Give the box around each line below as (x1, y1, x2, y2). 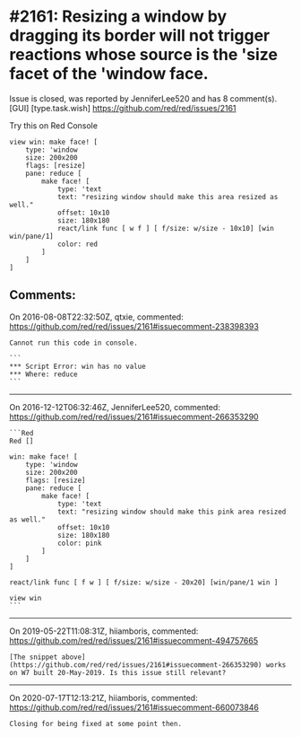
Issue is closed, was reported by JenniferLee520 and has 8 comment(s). (9, 92, 278, 104)
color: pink (56, 539, 102, 548)
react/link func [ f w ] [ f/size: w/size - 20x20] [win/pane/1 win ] (9, 577, 279, 587)
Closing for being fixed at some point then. (9, 719, 182, 728)
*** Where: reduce (9, 370, 78, 379)
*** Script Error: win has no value (9, 362, 146, 371)
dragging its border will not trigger (9, 25, 271, 46)
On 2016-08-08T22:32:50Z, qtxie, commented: (9, 311, 184, 322)
